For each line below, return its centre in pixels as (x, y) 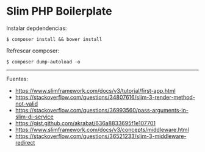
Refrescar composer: (33, 51)
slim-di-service (34, 117)
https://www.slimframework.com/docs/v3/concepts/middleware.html (102, 129)
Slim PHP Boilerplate (59, 11)
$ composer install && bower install (54, 39)
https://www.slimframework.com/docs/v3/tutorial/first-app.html (95, 90)
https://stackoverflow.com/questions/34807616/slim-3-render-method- (105, 97)
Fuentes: (17, 79)
